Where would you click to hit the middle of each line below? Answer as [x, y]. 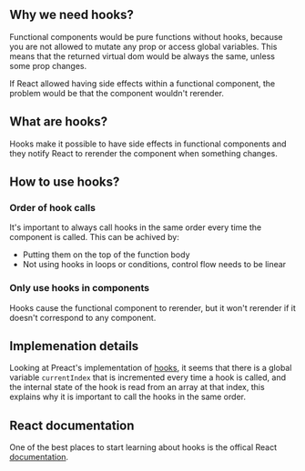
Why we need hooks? [71, 15]
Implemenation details [74, 346]
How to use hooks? [65, 182]
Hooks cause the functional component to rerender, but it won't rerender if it [152, 307]
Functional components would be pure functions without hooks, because [146, 36]
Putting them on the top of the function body [106, 255]
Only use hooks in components [80, 288]
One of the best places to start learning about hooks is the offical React [143, 447]
